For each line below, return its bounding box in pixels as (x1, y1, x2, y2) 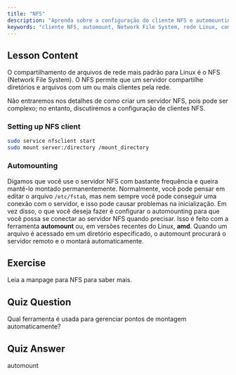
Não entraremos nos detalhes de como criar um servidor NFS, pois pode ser (7, 96, 228, 106)
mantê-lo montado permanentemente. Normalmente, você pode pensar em (7, 184, 225, 193)
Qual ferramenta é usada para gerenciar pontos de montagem (7, 314, 187, 324)
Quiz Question (7, 296, 72, 308)
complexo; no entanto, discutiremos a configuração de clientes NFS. (7, 104, 206, 113)
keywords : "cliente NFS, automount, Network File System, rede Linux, (7, 23, 218, 30)
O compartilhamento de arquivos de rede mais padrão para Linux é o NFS (7, 68, 221, 77)
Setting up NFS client (7, 122, 81, 132)
